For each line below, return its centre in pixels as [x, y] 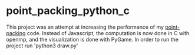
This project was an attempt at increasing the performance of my [85, 27]
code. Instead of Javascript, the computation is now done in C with [108, 33]
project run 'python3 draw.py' [42, 46]
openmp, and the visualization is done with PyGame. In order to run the [92, 39]
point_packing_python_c [68, 11]
